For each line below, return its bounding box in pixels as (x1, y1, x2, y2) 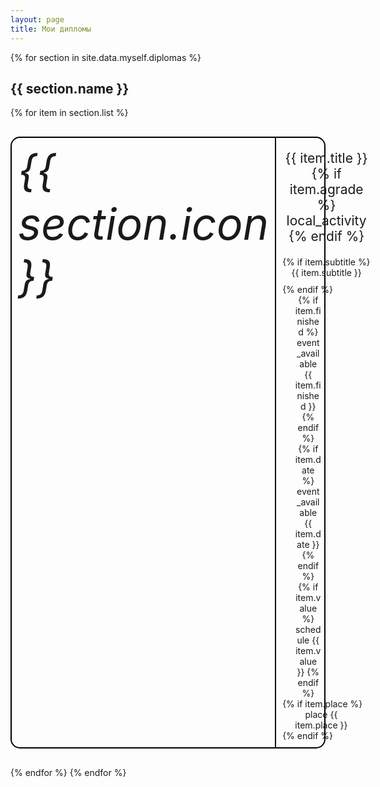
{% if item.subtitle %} (282, 256, 371, 268)
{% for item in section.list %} (10, 107, 129, 119)
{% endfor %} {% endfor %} (10, 767, 127, 779)
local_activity (286, 212, 367, 230)
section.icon (18, 197, 270, 251)
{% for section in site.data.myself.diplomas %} (10, 51, 202, 63)
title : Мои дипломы (10, 24, 92, 34)
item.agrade (289, 181, 364, 198)
